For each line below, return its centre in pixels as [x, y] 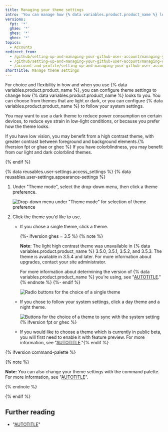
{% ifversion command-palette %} [40, 352]
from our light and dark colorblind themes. [49, 152]
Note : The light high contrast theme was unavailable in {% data [85, 246]
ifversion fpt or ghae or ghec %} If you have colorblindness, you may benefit [84, 147]
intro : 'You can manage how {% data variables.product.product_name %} [81, 15]
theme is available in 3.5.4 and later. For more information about [85, 257]
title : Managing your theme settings [44, 10]
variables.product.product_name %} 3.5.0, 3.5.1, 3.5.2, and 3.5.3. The [91, 251]
